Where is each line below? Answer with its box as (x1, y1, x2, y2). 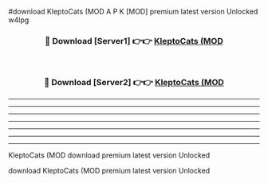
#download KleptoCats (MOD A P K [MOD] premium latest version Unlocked (8, 7, 258, 16)
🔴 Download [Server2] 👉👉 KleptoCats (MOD (43, 77, 225, 88)
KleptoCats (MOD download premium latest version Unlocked (8, 150, 211, 160)
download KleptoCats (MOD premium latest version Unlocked (8, 165, 211, 175)
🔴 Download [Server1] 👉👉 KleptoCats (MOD (45, 35, 223, 46)
